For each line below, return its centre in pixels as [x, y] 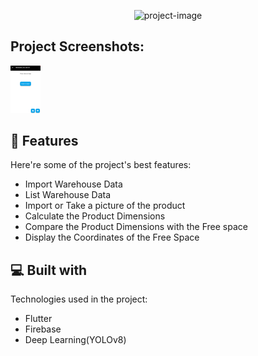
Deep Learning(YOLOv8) [75, 340]
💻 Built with [49, 270]
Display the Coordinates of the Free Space [112, 237]
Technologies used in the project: [79, 299]
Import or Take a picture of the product [105, 206]
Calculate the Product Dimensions [95, 216]
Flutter [38, 319]
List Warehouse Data [68, 195]
